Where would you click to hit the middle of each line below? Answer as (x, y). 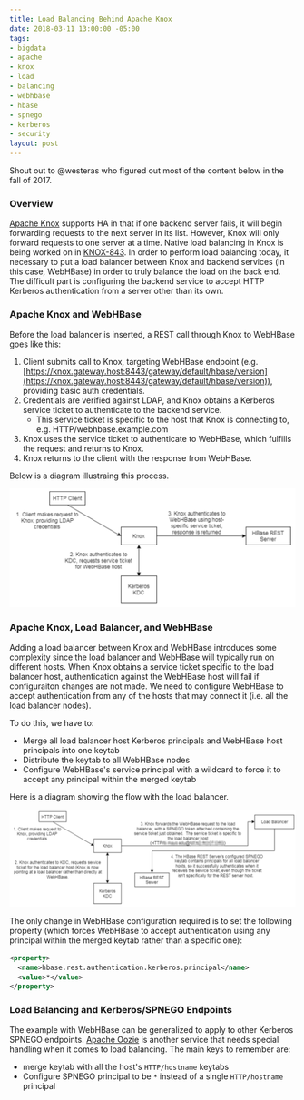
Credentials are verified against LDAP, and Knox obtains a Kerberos (148, 400)
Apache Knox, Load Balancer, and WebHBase (111, 628)
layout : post (34, 144)
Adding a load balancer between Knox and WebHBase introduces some (143, 647)
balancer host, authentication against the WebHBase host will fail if (134, 676)
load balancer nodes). (50, 705)
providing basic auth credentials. (83, 390)
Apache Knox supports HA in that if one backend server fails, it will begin (146, 223)
